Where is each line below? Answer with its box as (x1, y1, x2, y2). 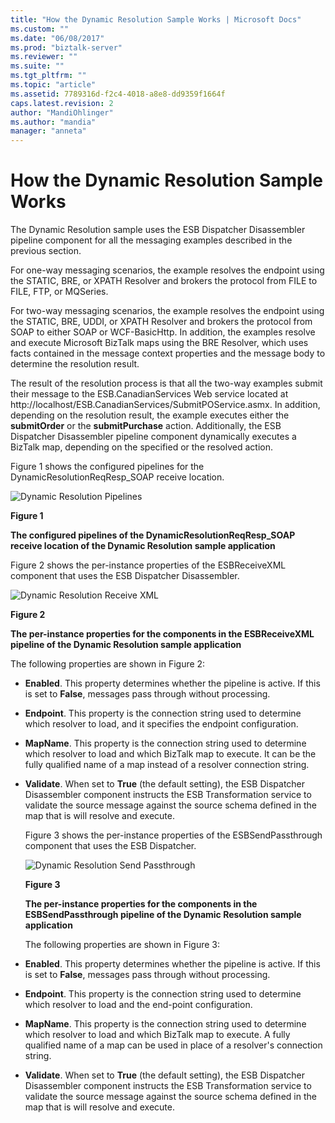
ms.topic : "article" (10, 80, 97, 90)
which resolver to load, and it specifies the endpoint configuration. (24, 718, 299, 730)
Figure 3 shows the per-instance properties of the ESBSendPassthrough (24, 829, 323, 841)
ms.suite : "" (10, 61, 65, 71)
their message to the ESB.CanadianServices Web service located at (10, 388, 289, 400)
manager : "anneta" (10, 126, 87, 136)
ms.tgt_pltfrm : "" (10, 71, 87, 81)
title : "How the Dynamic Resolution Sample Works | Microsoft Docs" (10, 14, 302, 25)
